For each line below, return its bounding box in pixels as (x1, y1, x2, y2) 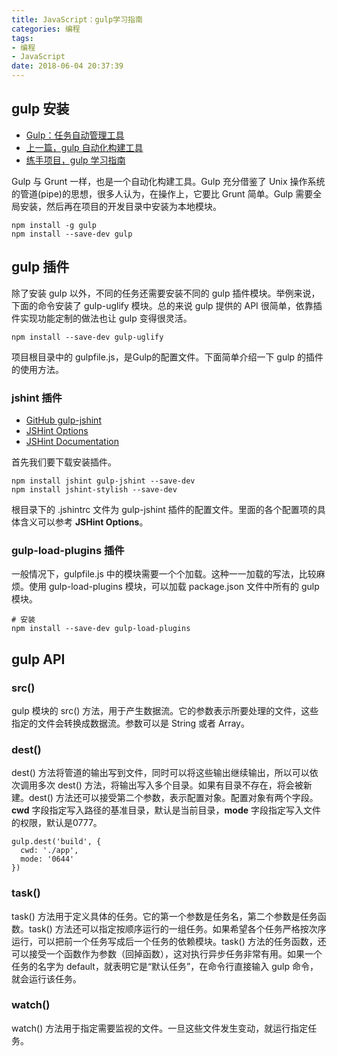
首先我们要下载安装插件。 (11, 456, 117, 468)
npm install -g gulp (11, 220, 98, 230)
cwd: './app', (20, 846, 79, 856)
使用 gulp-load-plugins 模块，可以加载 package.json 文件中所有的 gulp (28, 581, 320, 593)
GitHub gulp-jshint (25, 414, 102, 426)
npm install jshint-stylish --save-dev (11, 484, 178, 495)
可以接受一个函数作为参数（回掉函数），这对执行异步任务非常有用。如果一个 (11, 947, 323, 960)
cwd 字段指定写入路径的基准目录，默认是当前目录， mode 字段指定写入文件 (11, 804, 321, 816)
